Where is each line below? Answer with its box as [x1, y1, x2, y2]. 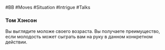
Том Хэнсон [5, 17, 37, 24]
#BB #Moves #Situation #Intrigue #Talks [5, 5, 91, 10]
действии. [5, 39, 28, 45]
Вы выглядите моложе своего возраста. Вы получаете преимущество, [5, 28, 160, 34]
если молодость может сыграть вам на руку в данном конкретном [5, 34, 153, 40]
